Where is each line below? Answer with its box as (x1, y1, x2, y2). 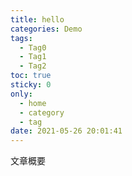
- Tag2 (19, 61, 47, 71)
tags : (10, 33, 33, 43)
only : (10, 89, 33, 99)
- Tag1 (19, 52, 47, 62)
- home (19, 98, 47, 108)
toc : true (10, 71, 52, 81)
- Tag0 (19, 42, 47, 53)
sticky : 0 (10, 80, 52, 90)
